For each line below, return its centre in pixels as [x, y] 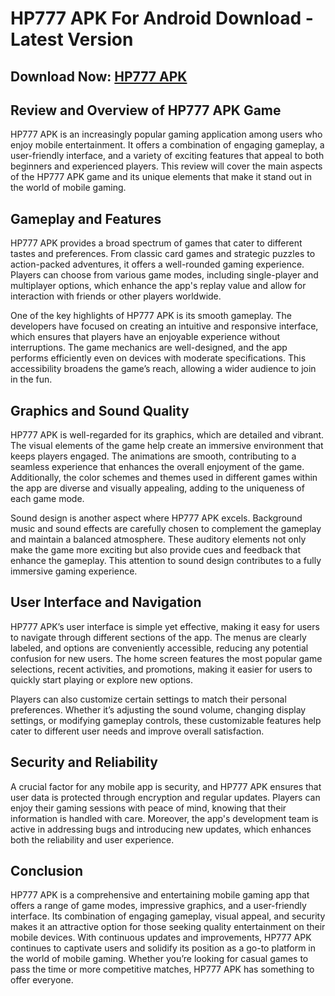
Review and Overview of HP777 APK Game [146, 110]
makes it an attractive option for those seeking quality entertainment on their [168, 927]
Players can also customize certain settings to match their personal [148, 699]
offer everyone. [42, 980]
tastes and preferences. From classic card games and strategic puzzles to [163, 254]
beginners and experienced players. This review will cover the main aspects [166, 166]
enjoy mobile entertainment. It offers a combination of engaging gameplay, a [167, 145]
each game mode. [47, 499]
